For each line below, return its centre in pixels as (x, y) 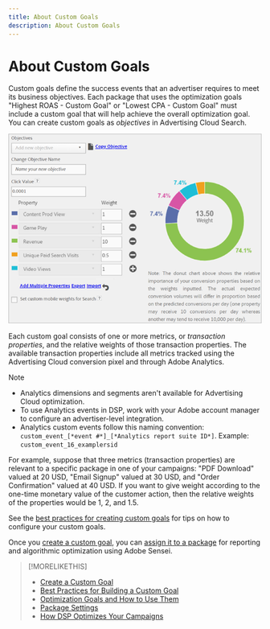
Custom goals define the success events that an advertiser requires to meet (134, 88)
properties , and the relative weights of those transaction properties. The (127, 345)
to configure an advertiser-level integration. (92, 419)
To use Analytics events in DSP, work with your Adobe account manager (139, 410)
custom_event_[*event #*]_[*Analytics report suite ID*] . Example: (134, 436)
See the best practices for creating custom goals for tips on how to (119, 518)
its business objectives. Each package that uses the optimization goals (125, 97)
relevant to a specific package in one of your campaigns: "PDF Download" (131, 469)
